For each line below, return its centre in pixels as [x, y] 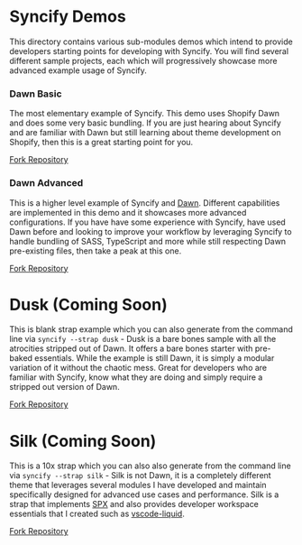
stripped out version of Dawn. [64, 387]
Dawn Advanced [46, 183]
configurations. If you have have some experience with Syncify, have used [147, 222]
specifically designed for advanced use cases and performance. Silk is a [144, 494]
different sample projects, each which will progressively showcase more [143, 60]
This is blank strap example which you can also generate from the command [151, 329]
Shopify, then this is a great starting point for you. [101, 143]
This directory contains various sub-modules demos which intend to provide [151, 42]
